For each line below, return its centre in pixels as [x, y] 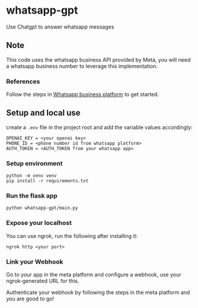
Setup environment [35, 163]
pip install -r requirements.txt [47, 181]
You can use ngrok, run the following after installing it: [72, 236]
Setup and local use [44, 113]
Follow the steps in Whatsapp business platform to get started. [82, 94]
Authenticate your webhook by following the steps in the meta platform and [98, 293]
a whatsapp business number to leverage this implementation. [82, 66]
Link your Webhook [35, 262]
